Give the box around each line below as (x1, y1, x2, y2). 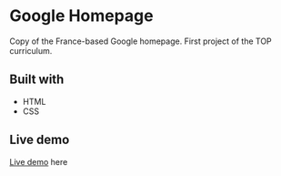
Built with (9, 72, 65, 88)
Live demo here (9, 156, 68, 167)
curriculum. (9, 45, 53, 56)
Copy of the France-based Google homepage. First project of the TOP (9, 36, 273, 47)
